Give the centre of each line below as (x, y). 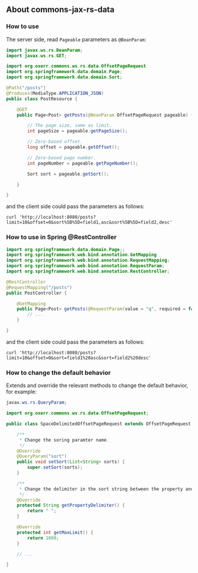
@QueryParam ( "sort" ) (42, 456)
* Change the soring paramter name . (64, 440)
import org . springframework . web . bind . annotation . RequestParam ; (85, 266)
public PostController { (37, 293)
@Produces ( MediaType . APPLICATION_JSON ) (55, 93)
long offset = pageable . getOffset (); (73, 147)
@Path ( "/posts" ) (26, 88)
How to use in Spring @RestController (61, 237)
